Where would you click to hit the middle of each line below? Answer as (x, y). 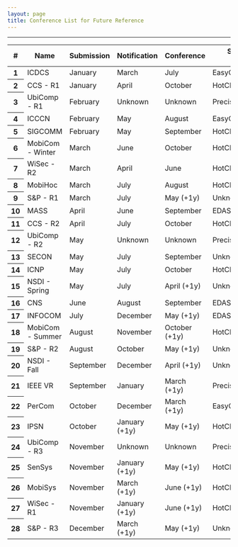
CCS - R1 (44, 85)
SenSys (40, 467)
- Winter (41, 152)
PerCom (41, 406)
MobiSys (42, 487)
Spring (38, 290)
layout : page (27, 14)
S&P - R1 (43, 198)
